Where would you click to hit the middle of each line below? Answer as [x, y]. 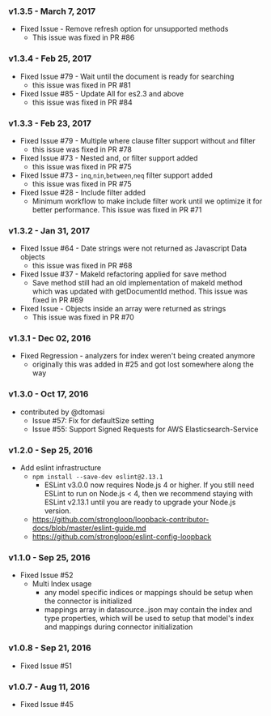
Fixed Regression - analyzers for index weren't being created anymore [138, 356]
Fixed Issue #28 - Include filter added [83, 192]
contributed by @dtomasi [62, 412]
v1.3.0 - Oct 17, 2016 [49, 394]
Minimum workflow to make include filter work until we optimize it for [147, 201]
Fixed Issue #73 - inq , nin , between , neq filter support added [116, 175]
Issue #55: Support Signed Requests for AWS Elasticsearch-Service [145, 429]
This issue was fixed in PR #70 [83, 317]
